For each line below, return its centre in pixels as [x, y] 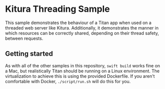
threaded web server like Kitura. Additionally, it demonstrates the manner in [82, 28]
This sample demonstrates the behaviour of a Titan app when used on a [78, 23]
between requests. [24, 38]
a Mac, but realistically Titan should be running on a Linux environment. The [82, 71]
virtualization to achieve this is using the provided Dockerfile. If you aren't [80, 76]
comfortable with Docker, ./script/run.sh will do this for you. [68, 81]
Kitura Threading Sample [58, 9]
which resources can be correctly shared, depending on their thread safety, [82, 33]
